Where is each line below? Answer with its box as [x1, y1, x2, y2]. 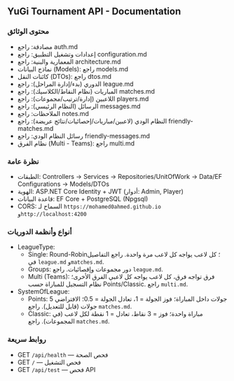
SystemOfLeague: [17, 287, 70, 296]
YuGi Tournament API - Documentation [7, 6, 181, 17]
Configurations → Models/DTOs [17, 180, 110, 188]
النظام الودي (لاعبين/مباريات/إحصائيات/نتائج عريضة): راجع [17, 117, 167, 125]
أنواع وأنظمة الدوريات [7, 227, 72, 236]
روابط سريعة [7, 335, 47, 345]
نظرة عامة [7, 157, 39, 166]
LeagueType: [17, 243, 55, 251]
